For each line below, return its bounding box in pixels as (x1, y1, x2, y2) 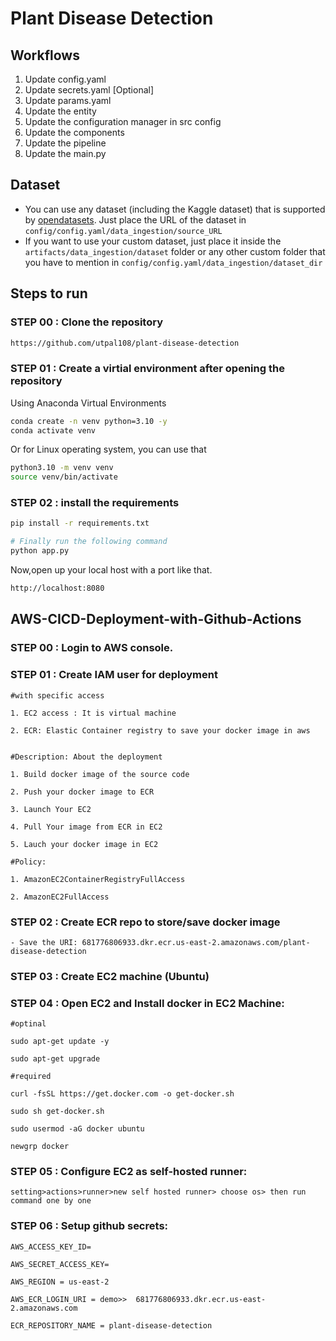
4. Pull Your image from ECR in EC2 (10, 822, 163, 832)
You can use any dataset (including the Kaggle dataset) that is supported (24, 203, 326, 215)
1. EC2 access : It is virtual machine (10, 708, 177, 718)
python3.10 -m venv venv (10, 463, 114, 473)
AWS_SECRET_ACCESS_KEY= (10, 1259, 110, 1269)
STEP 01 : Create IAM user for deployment (10, 668, 218, 682)
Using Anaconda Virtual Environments (10, 397, 167, 409)
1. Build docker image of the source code (10, 769, 190, 779)
